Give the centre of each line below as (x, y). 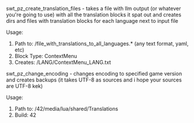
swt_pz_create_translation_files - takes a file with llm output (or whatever (93, 8)
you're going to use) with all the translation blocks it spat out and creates (94, 15)
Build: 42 (25, 115)
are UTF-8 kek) (25, 86)
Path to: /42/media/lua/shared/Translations (66, 109)
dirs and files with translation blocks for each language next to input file (92, 21)
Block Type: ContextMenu (46, 56)
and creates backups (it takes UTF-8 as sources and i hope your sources (94, 80)
